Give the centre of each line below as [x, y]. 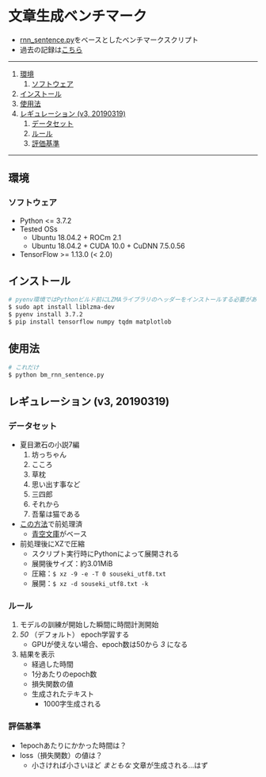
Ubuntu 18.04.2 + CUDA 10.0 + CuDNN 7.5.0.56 [108, 246]
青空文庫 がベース [59, 534]
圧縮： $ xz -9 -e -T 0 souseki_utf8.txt [99, 574]
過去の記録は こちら [51, 49]
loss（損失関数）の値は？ [61, 755]
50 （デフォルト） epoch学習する [74, 634]
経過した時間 [52, 664]
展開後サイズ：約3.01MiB [72, 564]
